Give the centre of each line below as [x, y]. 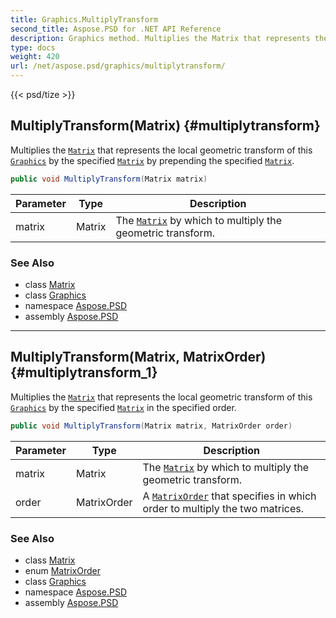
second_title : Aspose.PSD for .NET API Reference [116, 29]
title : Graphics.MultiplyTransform [84, 19]
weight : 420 [35, 57]
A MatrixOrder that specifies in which [229, 496]
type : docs [33, 47]
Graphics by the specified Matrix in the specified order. [123, 407]
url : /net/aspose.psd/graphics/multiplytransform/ [118, 66]
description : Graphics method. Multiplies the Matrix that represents [160, 38]
